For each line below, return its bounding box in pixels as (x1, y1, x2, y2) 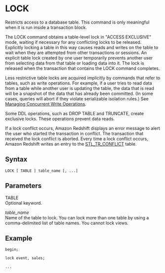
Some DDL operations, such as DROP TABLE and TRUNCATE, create (5, 110, 144, 116)
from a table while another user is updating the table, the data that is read (5, 85, 154, 91)
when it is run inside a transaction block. (5, 24, 87, 30)
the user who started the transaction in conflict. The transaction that (5, 130, 144, 136)
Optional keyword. (5, 200, 42, 206)
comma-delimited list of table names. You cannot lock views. (5, 220, 129, 226)
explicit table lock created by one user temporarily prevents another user (5, 55, 153, 61)
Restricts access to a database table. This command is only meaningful (5, 19, 150, 25)
